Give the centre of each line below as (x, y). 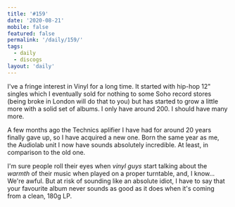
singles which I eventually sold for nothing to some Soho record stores (109, 94)
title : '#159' (28, 14)
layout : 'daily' (31, 66)
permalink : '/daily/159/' (45, 40)
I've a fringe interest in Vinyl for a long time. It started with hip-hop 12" (109, 86)
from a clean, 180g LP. (40, 196)
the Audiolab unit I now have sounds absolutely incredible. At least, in (108, 144)
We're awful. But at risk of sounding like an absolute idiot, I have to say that (116, 181)
